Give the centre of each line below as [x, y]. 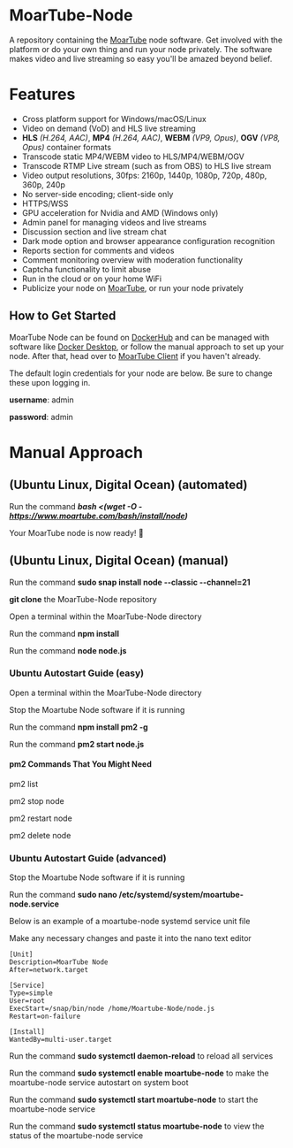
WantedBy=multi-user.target [61, 1040]
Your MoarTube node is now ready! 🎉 [76, 532]
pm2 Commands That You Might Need [81, 764]
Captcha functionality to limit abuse [86, 269]
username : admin [42, 400]
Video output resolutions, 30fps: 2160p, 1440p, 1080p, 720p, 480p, [144, 175]
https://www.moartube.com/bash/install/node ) [98, 516]
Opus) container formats [67, 147]
